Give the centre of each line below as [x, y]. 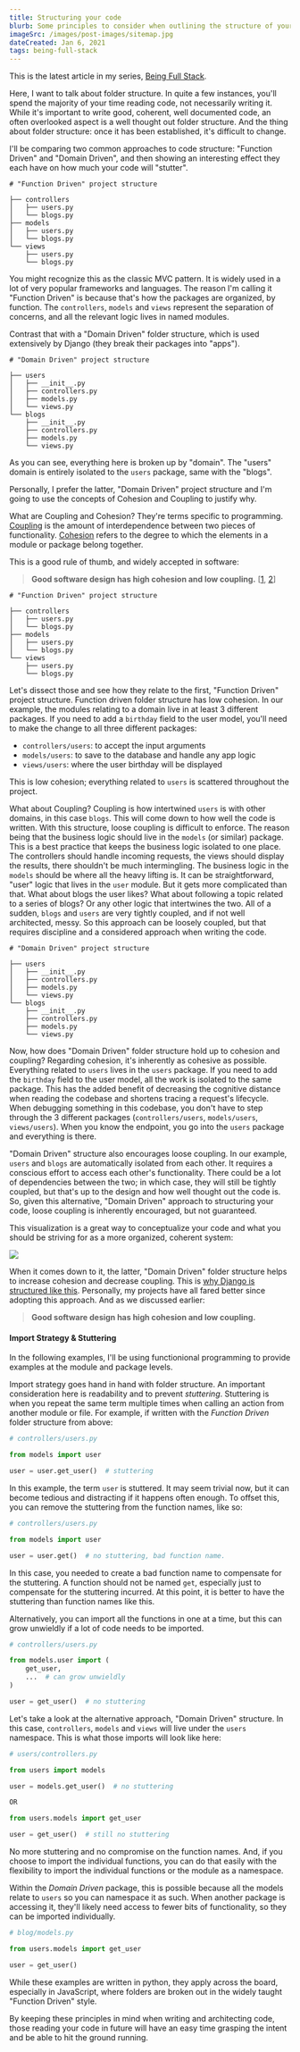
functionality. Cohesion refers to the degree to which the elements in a [139, 535]
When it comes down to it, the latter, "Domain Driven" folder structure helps [148, 1272]
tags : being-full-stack [54, 51]
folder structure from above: [61, 1422]
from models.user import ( [59, 1661]
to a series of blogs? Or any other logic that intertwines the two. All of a [140, 904]
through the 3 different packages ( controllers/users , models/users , [134, 1118]
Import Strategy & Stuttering [63, 1337]
